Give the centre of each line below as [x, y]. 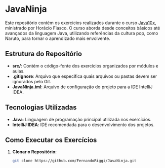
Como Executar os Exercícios [51, 140]
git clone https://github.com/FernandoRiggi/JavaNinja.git [74, 161]
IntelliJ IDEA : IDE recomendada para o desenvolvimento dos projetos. [83, 125]
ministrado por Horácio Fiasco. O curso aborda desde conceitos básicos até [83, 28]
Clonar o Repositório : [34, 152]
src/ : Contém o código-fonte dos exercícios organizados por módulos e [85, 66]
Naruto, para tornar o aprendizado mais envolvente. [58, 38]
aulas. [18, 71]
